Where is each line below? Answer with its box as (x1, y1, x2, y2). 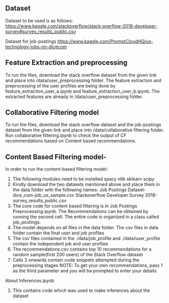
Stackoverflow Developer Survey (75, 192, 144, 198)
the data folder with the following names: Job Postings (12, 187, 127, 193)
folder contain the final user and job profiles (12, 230, 105, 236)
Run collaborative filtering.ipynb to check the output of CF (5, 132, 127, 139)
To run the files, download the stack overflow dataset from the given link (5, 72, 157, 78)
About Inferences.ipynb (5, 278, 54, 284)
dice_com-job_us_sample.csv (12, 192, 75, 198)
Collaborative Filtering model (5, 108, 99, 117)
